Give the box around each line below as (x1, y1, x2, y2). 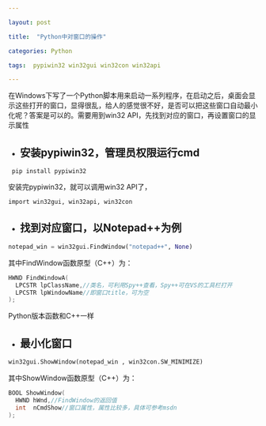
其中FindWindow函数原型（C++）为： (8, 258, 133, 267)
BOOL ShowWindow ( (8, 389, 66, 397)
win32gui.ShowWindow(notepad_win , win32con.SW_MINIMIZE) (8, 358, 203, 366)
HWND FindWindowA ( (8, 273, 69, 281)
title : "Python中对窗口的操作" (8, 32, 107, 40)
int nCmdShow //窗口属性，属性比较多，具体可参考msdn (15, 404, 177, 412)
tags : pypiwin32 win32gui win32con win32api (8, 61, 161, 70)
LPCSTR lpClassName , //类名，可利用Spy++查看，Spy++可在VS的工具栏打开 (15, 281, 233, 289)
